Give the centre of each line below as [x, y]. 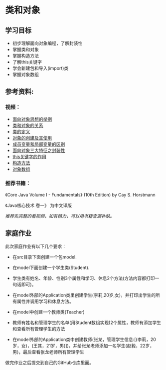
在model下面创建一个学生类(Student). [51, 267]
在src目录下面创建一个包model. [45, 257]
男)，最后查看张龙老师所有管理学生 [48, 352]
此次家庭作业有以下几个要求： [36, 246]
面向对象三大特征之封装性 [39, 150]
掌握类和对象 [25, 49]
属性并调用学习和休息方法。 [45, 301]
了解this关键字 [27, 62]
